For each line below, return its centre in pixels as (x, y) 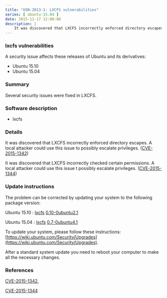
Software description (31, 108)
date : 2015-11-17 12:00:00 (33, 19)
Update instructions (30, 186)
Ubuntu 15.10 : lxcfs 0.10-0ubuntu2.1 (42, 212)
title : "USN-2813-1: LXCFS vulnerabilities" (52, 10)
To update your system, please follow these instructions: (63, 232)
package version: (23, 203)
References (19, 270)
